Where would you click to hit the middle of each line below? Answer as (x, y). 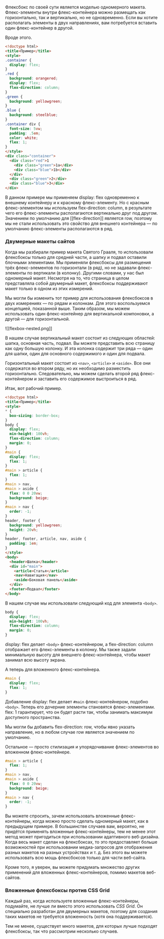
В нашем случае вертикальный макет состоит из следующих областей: (80, 338)
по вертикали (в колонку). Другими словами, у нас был (86, 273)
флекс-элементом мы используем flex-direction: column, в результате (78, 208)
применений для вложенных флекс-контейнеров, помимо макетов (75, 872)
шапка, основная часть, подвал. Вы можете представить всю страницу (80, 343)
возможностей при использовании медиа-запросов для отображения (79, 847)
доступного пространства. (33, 717)
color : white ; (24, 138)
